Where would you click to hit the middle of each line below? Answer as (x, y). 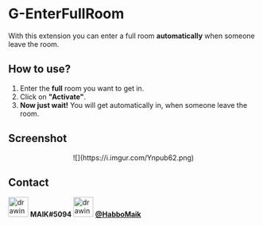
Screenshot (38, 138)
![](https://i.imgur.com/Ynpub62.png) (133, 157)
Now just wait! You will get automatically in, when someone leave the (133, 105)
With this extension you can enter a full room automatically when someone (132, 36)
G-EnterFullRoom (66, 14)
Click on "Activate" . (53, 97)
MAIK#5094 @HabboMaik (85, 214)
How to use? (40, 69)
